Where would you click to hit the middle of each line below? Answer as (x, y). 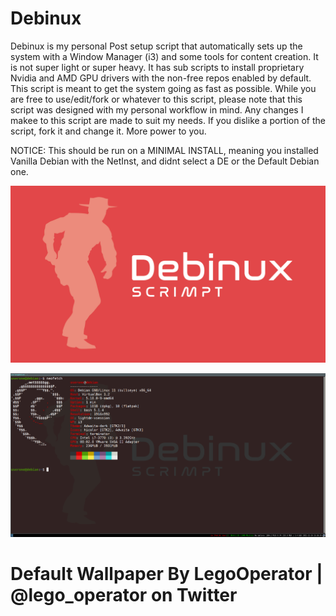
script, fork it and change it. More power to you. (108, 131)
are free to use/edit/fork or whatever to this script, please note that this (156, 99)
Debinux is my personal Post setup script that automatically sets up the (156, 46)
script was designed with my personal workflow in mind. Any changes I (157, 109)
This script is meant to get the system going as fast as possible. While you (163, 88)
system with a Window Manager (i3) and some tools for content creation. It (164, 56)
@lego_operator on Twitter (124, 594)
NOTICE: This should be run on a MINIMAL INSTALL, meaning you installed (164, 150)
